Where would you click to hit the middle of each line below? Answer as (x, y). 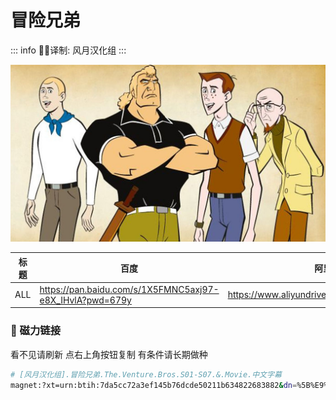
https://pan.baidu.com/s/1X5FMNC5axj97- (129, 289)
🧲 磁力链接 (36, 331)
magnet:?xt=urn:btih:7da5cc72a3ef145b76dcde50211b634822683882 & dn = (154, 385)
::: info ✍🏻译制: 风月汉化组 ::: (68, 50)
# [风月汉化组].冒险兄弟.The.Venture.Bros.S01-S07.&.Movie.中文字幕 (146, 374)
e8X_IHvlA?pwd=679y (85, 300)
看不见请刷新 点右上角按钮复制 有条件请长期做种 (109, 354)
